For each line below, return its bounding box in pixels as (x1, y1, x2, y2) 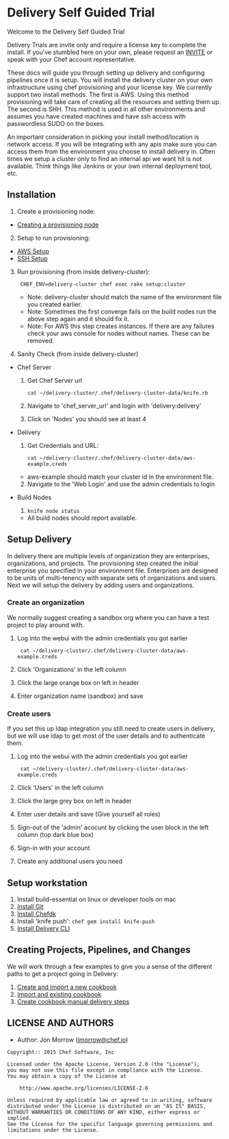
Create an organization (7, 598, 85, 608)
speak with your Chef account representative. (7, 55, 137, 63)
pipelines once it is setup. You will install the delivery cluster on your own (7, 75, 213, 84)
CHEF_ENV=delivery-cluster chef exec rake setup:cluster (20, 281, 186, 288)
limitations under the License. (7, 1127, 99, 1134)
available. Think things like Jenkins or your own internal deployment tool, (7, 162, 213, 170)
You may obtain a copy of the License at (7, 1073, 127, 1079)
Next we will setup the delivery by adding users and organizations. (7, 581, 195, 589)
